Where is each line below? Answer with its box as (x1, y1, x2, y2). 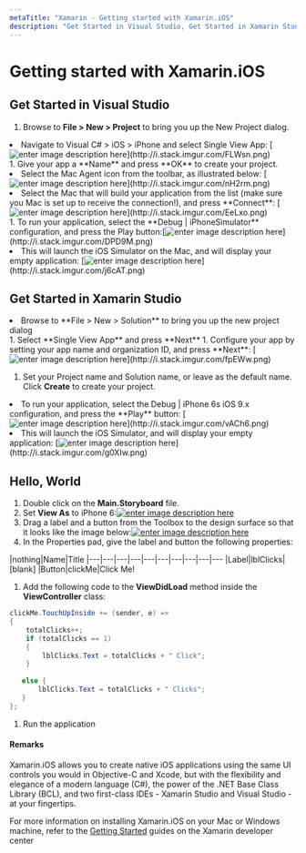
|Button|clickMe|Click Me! (37, 564, 135, 574)
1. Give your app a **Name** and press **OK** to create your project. (9, 158, 279, 169)
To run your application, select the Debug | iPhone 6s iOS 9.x (21, 399, 250, 410)
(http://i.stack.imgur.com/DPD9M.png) (9, 236, 153, 247)
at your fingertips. (9, 797, 76, 808)
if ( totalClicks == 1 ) (25, 634, 112, 643)
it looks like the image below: (22, 527, 132, 538)
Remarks (9, 739, 45, 750)
